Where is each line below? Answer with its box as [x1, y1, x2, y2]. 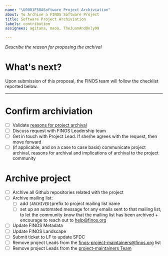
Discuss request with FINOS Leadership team [12, 128, 106, 134]
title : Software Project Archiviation [5, 16, 86, 21]
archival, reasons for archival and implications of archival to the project [12, 150, 159, 156]
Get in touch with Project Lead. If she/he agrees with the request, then [12, 133, 157, 139]
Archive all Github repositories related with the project [12, 189, 124, 195]
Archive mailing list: [12, 195, 53, 201]
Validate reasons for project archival [12, 122, 87, 128]
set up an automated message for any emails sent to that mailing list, [19, 206, 161, 212]
